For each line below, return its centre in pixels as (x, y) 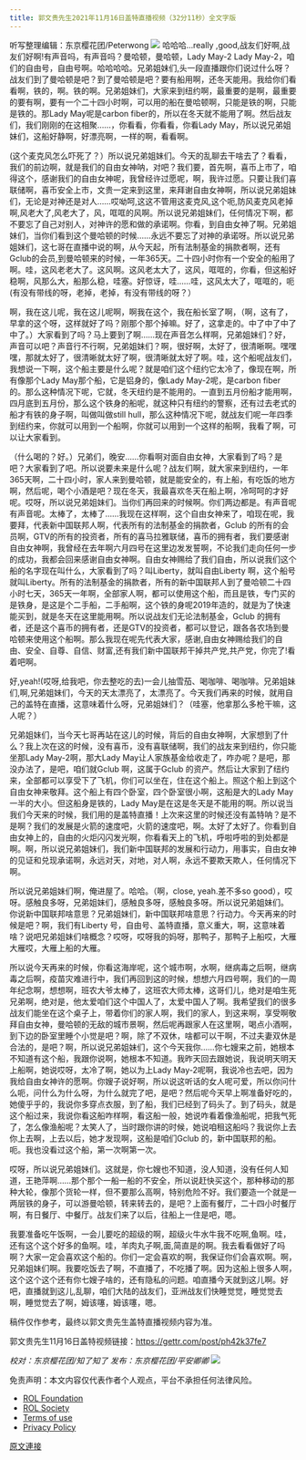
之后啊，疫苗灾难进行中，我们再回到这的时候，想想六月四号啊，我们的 (148, 979)
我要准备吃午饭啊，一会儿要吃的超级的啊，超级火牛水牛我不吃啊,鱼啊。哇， (150, 1234)
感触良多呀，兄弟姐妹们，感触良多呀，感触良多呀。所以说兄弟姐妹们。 (157, 902)
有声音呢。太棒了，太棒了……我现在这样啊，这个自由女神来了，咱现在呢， (148, 513)
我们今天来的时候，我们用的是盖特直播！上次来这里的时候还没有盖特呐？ (145, 814)
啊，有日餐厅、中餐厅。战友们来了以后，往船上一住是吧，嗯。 (125, 1215)
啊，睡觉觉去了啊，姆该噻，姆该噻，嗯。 (85, 1302)
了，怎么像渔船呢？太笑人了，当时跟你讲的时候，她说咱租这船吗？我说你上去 (153, 1126)
